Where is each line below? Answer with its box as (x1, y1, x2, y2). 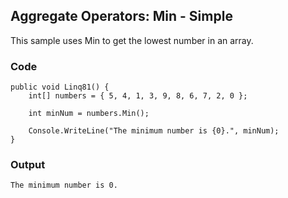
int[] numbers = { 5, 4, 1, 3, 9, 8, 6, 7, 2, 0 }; (28, 91, 248, 101)
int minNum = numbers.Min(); (28, 109, 150, 119)
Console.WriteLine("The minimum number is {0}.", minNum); (28, 126, 280, 136)
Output (10, 158, 46, 172)
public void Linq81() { (10, 82, 110, 93)
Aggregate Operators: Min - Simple (10, 8, 233, 25)
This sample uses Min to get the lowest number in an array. (10, 34, 254, 46)
